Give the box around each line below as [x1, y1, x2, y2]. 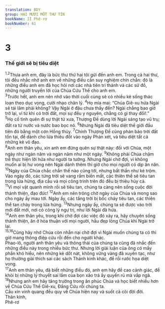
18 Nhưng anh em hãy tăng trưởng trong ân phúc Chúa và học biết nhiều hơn [5, 277, 159, 284]
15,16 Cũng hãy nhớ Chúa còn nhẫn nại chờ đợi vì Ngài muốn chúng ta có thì [5, 229, 157, 235]
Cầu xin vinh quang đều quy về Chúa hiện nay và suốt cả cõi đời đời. [5, 289, 144, 295]
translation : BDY [5, 7, 41, 12]
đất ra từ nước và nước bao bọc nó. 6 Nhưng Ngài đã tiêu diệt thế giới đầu [5, 121, 153, 128]
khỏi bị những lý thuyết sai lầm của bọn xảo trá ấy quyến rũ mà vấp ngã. [5, 272, 151, 278]
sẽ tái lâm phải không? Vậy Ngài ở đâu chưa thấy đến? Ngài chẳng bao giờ [5, 105, 156, 111]
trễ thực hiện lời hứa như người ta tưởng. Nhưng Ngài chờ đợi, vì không [5, 156, 148, 162]
